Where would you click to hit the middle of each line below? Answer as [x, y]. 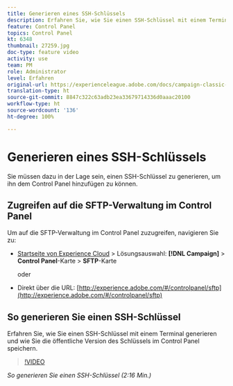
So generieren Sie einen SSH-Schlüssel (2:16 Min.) [79, 376]
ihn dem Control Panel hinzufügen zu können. [72, 184]
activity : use [28, 59]
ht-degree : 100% [31, 116]
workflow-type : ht [34, 104]
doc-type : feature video [43, 53]
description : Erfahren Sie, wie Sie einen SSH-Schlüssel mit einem [107, 20]
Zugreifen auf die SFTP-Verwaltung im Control [110, 205]
